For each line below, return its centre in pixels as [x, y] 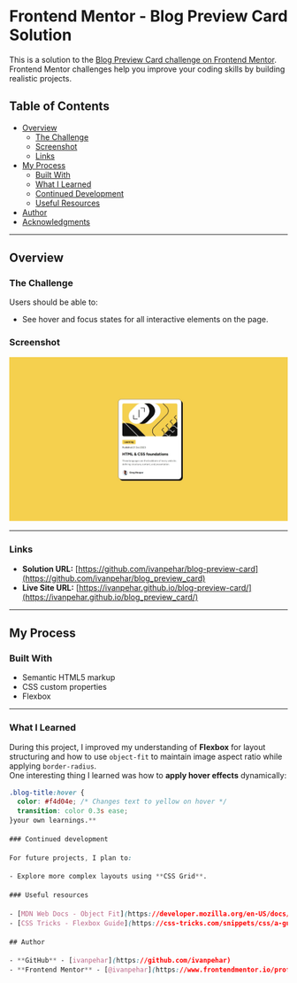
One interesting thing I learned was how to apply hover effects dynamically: [148, 775]
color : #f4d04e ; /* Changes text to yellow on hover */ [122, 802]
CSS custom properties [65, 687]
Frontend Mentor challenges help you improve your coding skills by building [147, 69]
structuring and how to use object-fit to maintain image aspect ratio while [146, 756]
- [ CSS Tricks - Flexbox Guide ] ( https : [83, 923]
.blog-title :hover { [47, 793]
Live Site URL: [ [50, 587]
